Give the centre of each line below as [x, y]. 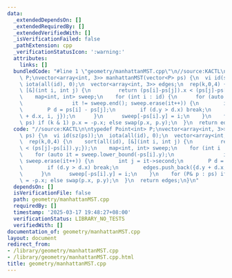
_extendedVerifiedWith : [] [52, 33]
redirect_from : [29, 245]
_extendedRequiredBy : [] [49, 26]
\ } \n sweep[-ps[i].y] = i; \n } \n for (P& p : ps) [118, 174]
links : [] [34, 65]
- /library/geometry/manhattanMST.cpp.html [71, 257]
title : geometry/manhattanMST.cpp [57, 264]
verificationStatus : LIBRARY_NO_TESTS [69, 219]
